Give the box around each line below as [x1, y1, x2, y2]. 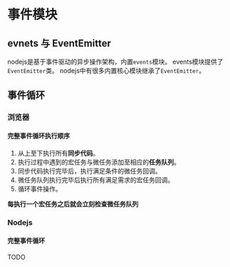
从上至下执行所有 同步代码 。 [17, 148, 100, 157]
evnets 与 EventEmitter [7, 37, 112, 49]
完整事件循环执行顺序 [7, 131, 70, 140]
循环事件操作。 [17, 184, 62, 193]
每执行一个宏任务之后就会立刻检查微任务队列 [7, 199, 139, 208]
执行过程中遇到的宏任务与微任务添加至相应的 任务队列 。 [17, 158, 180, 166]
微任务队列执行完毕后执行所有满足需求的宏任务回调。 [17, 176, 174, 184]
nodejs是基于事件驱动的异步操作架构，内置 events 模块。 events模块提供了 [7, 58, 224, 66]
